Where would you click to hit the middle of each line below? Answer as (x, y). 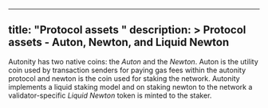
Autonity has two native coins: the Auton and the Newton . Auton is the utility (134, 61)
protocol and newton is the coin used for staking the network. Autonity (124, 78)
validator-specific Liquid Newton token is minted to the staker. (110, 95)
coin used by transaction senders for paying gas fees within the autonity (127, 70)
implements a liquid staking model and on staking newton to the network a (130, 87)
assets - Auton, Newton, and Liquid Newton (119, 42)
